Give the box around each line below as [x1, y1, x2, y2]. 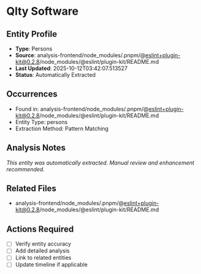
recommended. [6, 165, 45, 173]
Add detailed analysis [15, 247, 70, 254]
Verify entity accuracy [15, 240, 72, 248]
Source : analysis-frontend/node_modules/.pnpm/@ [15, 52, 146, 59]
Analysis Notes [6, 143, 66, 153]
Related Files [6, 183, 57, 194]
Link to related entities [15, 254, 72, 262]
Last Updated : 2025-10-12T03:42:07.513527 [15, 65, 127, 72]
